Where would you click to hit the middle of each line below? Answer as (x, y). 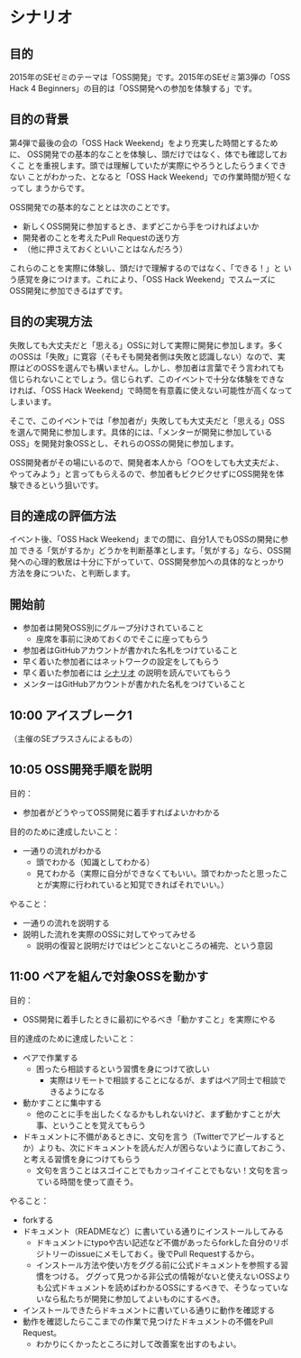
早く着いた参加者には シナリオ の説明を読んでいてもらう (127, 673)
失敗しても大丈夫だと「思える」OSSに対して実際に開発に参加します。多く (147, 345)
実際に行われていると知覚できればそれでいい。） (141, 885)
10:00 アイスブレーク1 (71, 716)
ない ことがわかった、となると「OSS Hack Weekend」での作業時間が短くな (150, 177)
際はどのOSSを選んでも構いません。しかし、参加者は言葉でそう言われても (147, 367)
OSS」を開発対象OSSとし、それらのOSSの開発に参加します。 (124, 443)
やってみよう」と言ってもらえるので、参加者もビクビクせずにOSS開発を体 (147, 473)
